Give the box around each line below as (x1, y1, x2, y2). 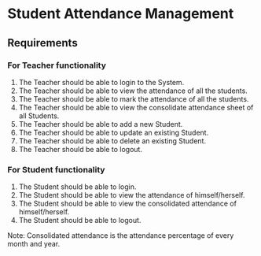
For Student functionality (7, 164, 105, 175)
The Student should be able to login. (18, 182, 137, 191)
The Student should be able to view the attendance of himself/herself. (18, 191, 245, 200)
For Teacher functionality (7, 60, 107, 71)
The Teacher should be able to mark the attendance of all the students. (18, 94, 249, 103)
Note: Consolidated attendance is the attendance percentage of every (7, 231, 234, 240)
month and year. (7, 239, 61, 249)
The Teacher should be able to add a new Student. (18, 119, 183, 128)
